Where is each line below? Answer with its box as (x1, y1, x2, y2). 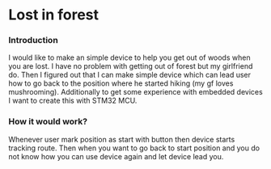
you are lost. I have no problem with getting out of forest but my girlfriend (8, 61, 253, 71)
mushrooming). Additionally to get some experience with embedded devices (8, 87, 263, 97)
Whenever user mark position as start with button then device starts (8, 134, 235, 144)
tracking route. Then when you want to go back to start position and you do (8, 143, 260, 153)
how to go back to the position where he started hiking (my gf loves (8, 78, 234, 88)
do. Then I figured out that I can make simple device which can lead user (8, 70, 252, 80)
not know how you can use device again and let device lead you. (8, 151, 224, 161)
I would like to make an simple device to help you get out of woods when (8, 53, 251, 62)
